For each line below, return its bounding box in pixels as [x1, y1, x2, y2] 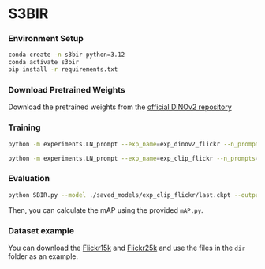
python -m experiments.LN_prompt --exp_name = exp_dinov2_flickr [8, 140, 221, 148]
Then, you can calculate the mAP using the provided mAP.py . [8, 205, 203, 214]
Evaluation [8, 173, 50, 184]
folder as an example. [8, 251, 79, 261]
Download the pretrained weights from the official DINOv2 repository [8, 102, 233, 112]
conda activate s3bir [8, 59, 80, 66]
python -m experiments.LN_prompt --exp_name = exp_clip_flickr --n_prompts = [8, 154, 259, 162]
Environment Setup [8, 33, 84, 44]
